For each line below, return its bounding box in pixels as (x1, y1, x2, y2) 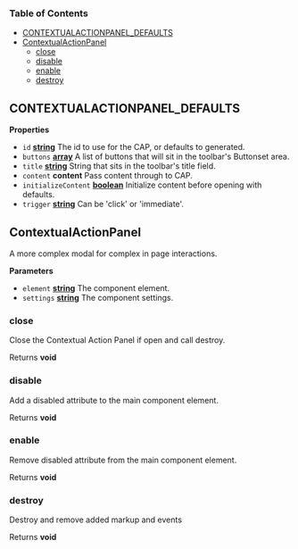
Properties (9, 124, 50, 136)
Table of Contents (9, 7, 89, 20)
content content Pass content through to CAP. (21, 171, 194, 181)
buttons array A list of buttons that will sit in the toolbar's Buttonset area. (21, 151, 290, 162)
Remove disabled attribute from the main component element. (9, 454, 237, 465)
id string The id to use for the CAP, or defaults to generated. (21, 142, 245, 153)
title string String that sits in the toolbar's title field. (21, 161, 216, 171)
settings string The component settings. (21, 292, 174, 303)
